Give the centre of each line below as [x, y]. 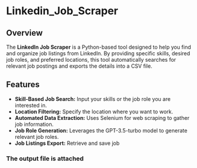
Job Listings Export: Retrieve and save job [67, 143]
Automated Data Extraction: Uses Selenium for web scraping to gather [102, 118]
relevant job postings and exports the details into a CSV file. [79, 66]
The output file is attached [45, 159]
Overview [25, 33]
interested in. [31, 105]
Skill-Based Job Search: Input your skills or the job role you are [93, 99]
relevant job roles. [37, 137]
